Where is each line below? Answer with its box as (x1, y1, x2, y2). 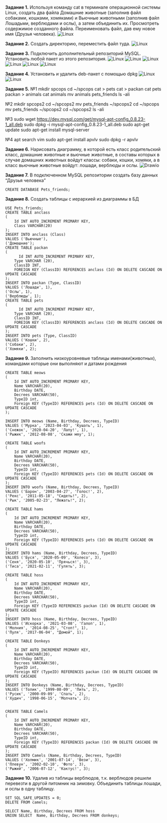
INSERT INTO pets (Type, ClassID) (5, 333, 77, 338)
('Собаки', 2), (5, 342, 37, 347)
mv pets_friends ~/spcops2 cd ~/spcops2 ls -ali (5, 107, 104, 112)
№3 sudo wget (5, 116, 36, 122)
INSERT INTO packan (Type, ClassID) (5, 281, 81, 286)
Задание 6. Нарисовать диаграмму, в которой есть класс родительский (5, 146, 161, 152)
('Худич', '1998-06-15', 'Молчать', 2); (5, 696, 91, 701)
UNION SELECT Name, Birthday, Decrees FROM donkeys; (5, 813, 120, 818)
